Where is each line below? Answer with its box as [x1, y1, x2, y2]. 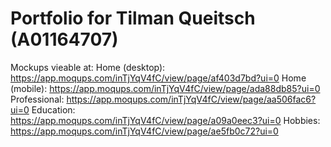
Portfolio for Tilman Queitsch [10, 7, 256, 30]
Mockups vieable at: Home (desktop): [10, 61, 166, 73]
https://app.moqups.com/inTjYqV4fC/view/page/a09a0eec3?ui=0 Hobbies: [10, 114, 321, 126]
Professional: [10, 93, 65, 105]
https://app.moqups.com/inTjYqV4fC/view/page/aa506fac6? [66, 93, 317, 105]
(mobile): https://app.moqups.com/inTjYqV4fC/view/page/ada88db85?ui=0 [10, 82, 321, 94]
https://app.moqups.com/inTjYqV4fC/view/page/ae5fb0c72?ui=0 [10, 125, 279, 137]
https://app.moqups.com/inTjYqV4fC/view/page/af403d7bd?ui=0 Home [10, 72, 307, 84]
